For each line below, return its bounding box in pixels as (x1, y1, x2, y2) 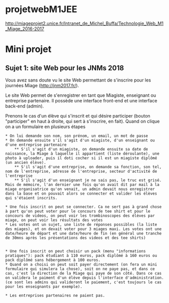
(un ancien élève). (5, 160, 47, 165)
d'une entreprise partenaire (5, 142, 67, 147)
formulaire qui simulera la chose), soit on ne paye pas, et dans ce (5, 266, 155, 272)
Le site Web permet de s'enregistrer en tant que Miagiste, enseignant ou (5, 92, 156, 98)
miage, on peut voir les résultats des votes (5, 217, 103, 222)
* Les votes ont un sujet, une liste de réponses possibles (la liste (5, 222, 157, 227)
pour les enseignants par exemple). (5, 284, 82, 289)
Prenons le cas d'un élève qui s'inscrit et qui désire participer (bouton (5, 112, 151, 119)
